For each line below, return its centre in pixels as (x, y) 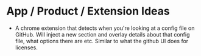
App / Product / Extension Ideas (88, 11)
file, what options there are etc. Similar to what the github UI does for (102, 41)
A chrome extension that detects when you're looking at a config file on (105, 28)
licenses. (26, 47)
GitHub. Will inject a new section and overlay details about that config (102, 34)
